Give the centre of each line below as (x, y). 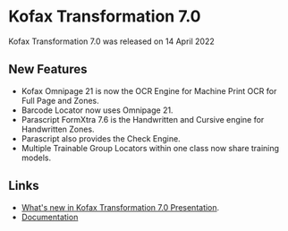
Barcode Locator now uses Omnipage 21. (97, 110)
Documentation (50, 217)
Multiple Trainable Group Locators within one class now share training (150, 148)
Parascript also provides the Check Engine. (101, 138)
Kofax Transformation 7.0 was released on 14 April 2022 (112, 41)
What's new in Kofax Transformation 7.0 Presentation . (120, 207)
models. (36, 158)
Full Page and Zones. (60, 100)
